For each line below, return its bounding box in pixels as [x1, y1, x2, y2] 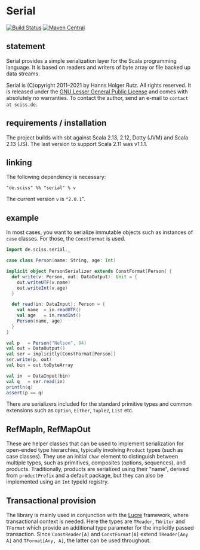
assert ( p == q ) [6, 390, 44, 396]
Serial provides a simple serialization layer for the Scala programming [6, 57, 177, 64]
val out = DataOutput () [6, 345, 66, 351]
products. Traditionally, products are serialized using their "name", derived [6, 466, 189, 473]
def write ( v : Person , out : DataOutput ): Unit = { [11, 274, 137, 279]
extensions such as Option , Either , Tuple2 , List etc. [6, 407, 134, 414]
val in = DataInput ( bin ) [6, 373, 70, 379]
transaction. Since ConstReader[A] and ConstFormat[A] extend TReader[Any [6, 531, 189, 538]
